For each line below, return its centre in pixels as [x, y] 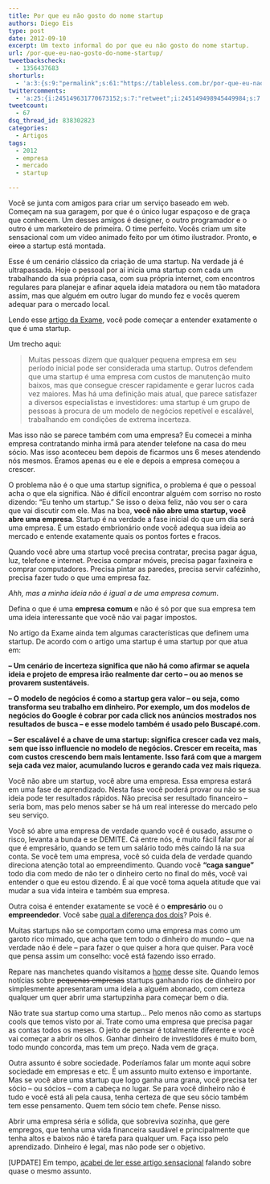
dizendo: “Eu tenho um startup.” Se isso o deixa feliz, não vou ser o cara [128, 502]
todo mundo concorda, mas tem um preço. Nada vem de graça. [113, 1047]
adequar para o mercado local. [59, 304]
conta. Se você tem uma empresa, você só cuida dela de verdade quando [131, 856]
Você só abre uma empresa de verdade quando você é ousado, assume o [131, 831]
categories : [28, 128]
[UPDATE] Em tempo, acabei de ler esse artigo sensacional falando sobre [130, 1162]
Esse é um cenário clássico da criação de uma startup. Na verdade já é [126, 261]
